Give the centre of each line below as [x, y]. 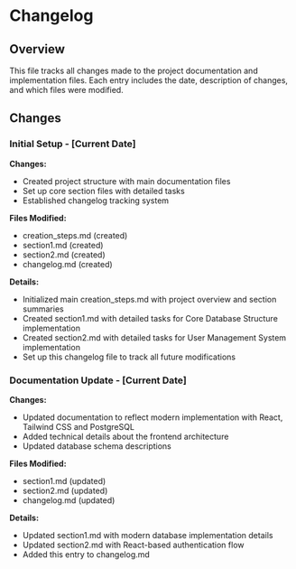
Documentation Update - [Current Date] [98, 380]
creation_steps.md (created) [75, 235]
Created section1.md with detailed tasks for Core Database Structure [150, 318]
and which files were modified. [66, 90]
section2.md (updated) [65, 490]
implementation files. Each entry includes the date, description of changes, [149, 80]
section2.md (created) [64, 255]
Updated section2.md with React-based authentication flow [133, 545]
